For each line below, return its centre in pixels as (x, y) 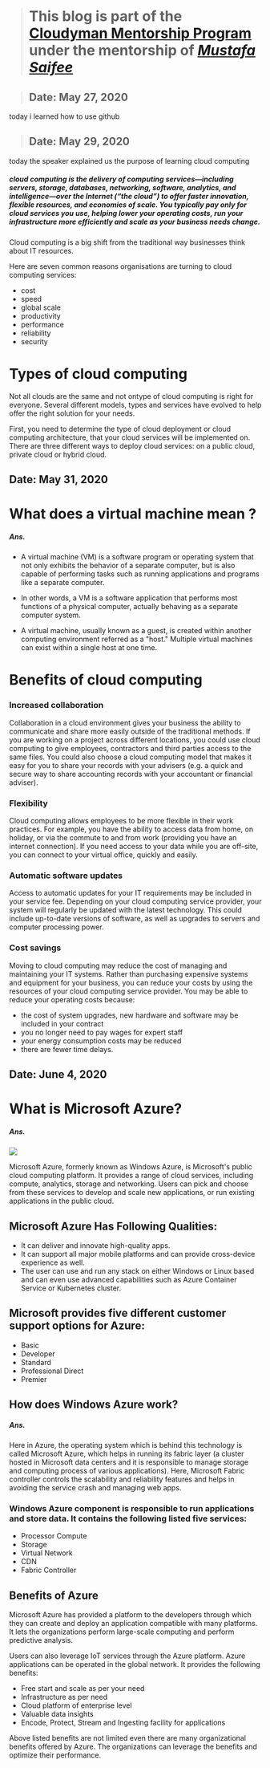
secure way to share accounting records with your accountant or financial (131, 774)
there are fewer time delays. (67, 1049)
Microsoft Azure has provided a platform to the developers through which (130, 1615)
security (34, 341)
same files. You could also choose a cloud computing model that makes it (130, 757)
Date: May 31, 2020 (59, 480)
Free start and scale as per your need (83, 1689)
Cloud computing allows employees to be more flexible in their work (121, 821)
